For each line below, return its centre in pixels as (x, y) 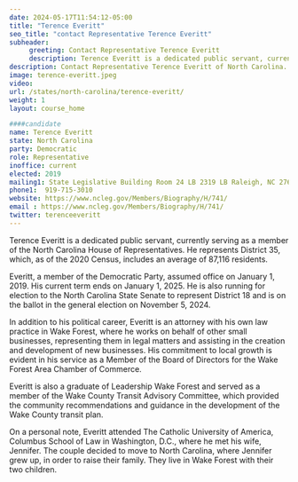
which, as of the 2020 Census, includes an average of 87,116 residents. (139, 259)
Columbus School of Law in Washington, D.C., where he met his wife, (135, 441)
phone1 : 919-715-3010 (51, 190)
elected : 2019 (35, 174)
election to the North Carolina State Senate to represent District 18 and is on (148, 295)
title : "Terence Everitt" (57, 26)
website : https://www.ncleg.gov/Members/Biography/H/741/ (118, 199)
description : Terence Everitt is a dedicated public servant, (146, 59)
